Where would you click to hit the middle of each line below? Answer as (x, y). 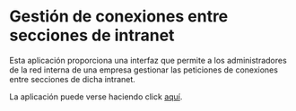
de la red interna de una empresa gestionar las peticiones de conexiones (144, 70)
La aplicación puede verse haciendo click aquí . (96, 97)
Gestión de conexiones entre (119, 17)
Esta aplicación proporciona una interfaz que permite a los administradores (148, 60)
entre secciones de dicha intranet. (73, 79)
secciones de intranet (92, 35)
